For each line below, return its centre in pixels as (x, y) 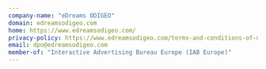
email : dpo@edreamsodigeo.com (58, 45)
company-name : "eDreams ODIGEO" (61, 15)
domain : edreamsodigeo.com (53, 23)
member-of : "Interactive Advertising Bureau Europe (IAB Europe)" (120, 52)
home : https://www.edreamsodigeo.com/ (72, 30)
